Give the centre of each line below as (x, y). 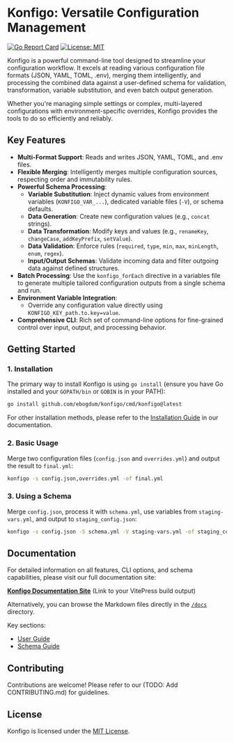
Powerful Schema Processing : (62, 187)
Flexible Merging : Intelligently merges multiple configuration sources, (117, 171)
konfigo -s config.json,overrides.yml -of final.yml (85, 479)
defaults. (40, 209)
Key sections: (27, 626)
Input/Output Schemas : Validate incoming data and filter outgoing (123, 261)
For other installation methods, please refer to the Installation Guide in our (113, 418)
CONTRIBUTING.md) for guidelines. (58, 693)
